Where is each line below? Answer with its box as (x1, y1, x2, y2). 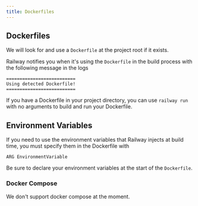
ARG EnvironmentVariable (6, 154, 68, 160)
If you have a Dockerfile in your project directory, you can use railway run (6, 96, 188, 104)
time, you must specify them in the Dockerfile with (6, 142, 130, 149)
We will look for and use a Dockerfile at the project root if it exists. (6, 46, 169, 54)
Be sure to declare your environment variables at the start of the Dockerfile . (6, 164, 193, 171)
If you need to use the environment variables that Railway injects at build (6, 136, 184, 143)
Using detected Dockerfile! (6, 81, 76, 87)
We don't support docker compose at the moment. (6, 193, 130, 200)
